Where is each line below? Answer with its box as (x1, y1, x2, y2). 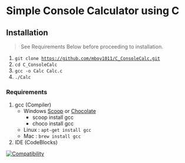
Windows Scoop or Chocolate (23, 108, 96, 115)
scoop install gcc (32, 114, 74, 121)
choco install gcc (32, 120, 74, 127)
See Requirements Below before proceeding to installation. (20, 43, 163, 50)
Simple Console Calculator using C (6, 4, 180, 18)
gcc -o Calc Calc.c (14, 68, 63, 74)
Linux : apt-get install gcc (23, 127, 92, 134)
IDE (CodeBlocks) (14, 139, 58, 146)
